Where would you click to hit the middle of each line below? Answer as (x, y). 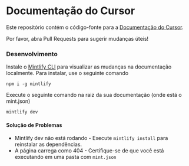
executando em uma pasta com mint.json (65, 157)
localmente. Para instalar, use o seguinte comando (67, 73)
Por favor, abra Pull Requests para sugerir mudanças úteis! (77, 38)
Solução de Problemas (34, 125)
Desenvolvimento (32, 54)
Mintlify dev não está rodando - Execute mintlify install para (91, 138)
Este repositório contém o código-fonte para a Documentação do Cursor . (95, 27)
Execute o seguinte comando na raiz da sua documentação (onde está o (94, 95)
